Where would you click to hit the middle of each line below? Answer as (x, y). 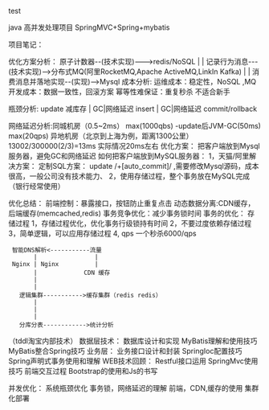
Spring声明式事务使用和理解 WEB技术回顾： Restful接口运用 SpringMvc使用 (133, 361)
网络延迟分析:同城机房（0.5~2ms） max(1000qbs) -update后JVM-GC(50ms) (134, 126)
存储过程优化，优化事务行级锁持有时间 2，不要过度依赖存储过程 (147, 223)
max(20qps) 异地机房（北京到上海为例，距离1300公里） (101, 136)
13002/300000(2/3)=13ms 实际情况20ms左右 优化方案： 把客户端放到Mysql (134, 146)
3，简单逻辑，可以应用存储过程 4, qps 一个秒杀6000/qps (102, 233)
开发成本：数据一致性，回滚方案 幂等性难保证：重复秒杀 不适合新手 (119, 92)
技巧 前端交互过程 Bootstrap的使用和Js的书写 (83, 371)
